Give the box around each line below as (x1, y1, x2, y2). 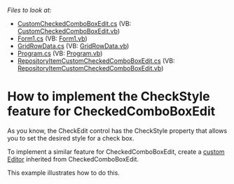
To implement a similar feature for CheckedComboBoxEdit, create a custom (7, 147, 226, 156)
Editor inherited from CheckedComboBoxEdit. (7, 155, 139, 163)
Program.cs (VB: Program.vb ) (17, 49, 103, 57)
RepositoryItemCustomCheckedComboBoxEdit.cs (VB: (17, 57, 175, 65)
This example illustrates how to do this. (7, 168, 121, 177)
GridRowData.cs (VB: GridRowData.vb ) (17, 42, 130, 50)
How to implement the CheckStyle (7, 89, 210, 104)
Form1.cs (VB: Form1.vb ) (17, 34, 88, 43)
